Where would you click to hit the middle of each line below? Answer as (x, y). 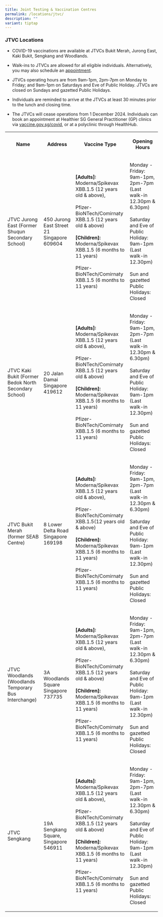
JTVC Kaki (19, 370)
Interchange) (22, 700)
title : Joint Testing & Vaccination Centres (51, 9)
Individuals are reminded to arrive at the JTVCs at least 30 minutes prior (84, 99)
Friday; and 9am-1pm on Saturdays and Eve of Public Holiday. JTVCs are (85, 85)
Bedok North (22, 382)
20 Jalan (54, 373)
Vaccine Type (100, 144)
